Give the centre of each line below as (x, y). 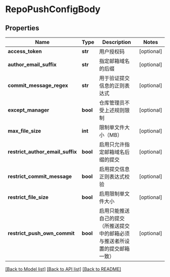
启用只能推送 (115, 211)
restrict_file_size (28, 197)
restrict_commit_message (40, 176)
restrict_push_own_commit (41, 233)
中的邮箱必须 (115, 234)
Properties (22, 28)
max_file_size (25, 131)
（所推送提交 (115, 226)
